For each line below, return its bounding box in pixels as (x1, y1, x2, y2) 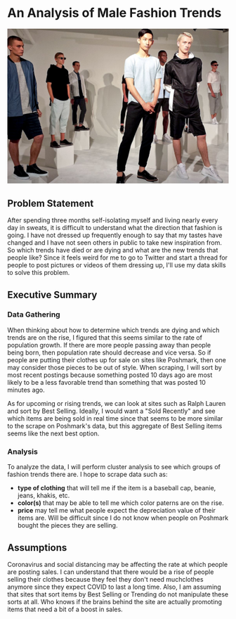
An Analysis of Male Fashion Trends (7, 5, 222, 21)
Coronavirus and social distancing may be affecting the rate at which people (7, 560, 228, 568)
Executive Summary (7, 288, 98, 300)
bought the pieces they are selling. (17, 521, 118, 530)
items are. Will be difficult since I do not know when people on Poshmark (17, 513, 229, 522)
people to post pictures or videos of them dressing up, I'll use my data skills (7, 261, 226, 269)
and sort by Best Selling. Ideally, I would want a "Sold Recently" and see (7, 407, 216, 415)
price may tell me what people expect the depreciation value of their (17, 506, 216, 515)
